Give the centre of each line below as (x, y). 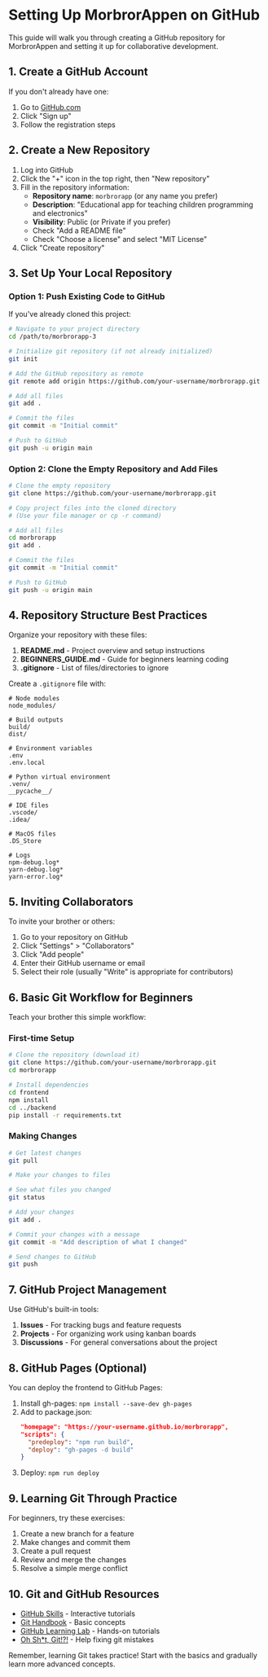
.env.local (27, 763)
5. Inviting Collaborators (71, 902)
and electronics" (60, 213)
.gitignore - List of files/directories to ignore (94, 668)
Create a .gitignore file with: (57, 684)
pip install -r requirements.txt (65, 1115)
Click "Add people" (52, 955)
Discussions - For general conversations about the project (119, 1342)
